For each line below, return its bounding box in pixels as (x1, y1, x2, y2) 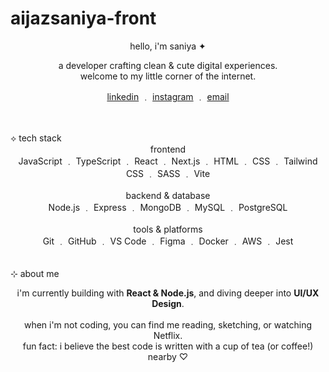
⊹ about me (10, 267, 60, 279)
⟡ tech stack (10, 132, 62, 144)
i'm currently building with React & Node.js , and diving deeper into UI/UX (16, 287, 320, 299)
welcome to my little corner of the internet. (79, 70, 257, 82)
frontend (149, 143, 187, 155)
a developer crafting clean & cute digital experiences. (58, 59, 278, 71)
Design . (151, 297, 185, 309)
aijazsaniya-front (10, 7, 157, 30)
